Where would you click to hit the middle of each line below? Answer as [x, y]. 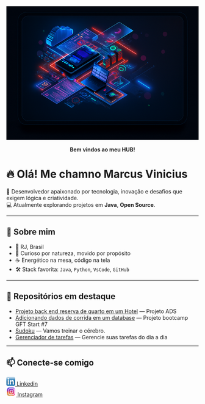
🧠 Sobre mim [31, 232]
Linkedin [27, 384]
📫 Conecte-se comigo [50, 363]
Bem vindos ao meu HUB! [103, 150]
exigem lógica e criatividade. [42, 198]
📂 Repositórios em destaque [61, 296]
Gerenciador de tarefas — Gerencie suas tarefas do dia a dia [91, 337]
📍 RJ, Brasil [29, 247]
